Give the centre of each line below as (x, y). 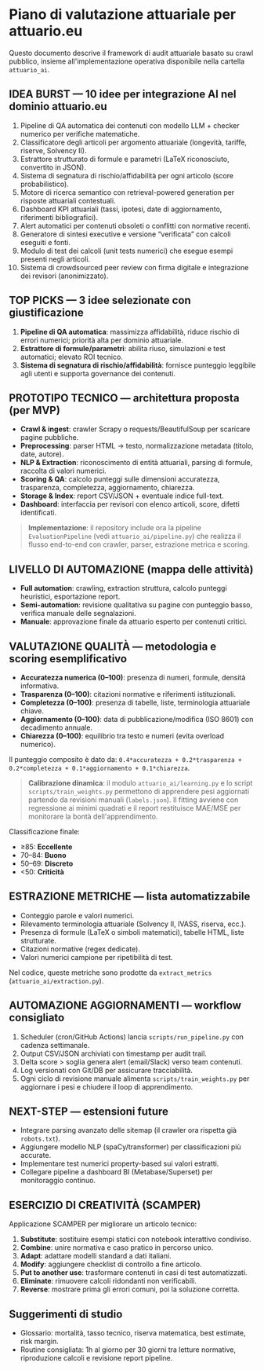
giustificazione (47, 313)
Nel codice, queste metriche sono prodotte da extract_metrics (110, 973)
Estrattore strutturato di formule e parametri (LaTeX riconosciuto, (125, 159)
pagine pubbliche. (49, 438)
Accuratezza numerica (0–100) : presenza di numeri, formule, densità (133, 678)
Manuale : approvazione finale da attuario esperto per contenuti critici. (134, 621)
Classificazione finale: (45, 832)
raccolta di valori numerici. (63, 471)
